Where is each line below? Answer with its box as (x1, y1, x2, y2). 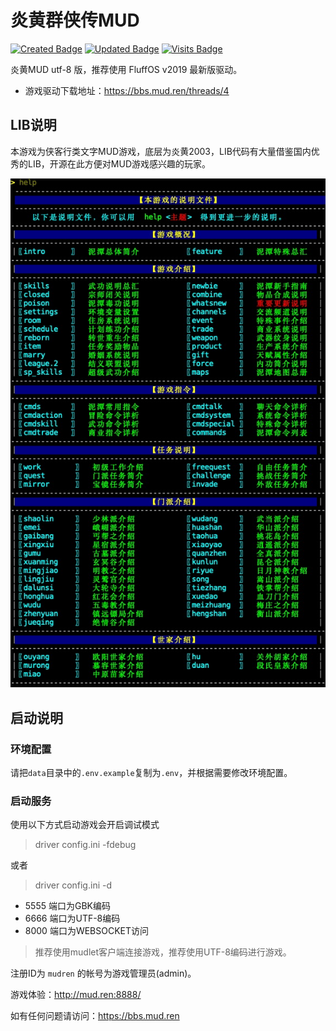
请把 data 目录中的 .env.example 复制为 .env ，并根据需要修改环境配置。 (10, 767, 293, 779)
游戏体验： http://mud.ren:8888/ (10, 989, 142, 1001)
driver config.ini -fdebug (34, 839, 137, 851)
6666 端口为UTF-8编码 (24, 912, 121, 925)
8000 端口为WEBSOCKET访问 (24, 925, 150, 937)
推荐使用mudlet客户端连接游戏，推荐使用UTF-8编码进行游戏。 (34, 946, 292, 958)
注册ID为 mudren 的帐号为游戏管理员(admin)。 (10, 967, 197, 980)
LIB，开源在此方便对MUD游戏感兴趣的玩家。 (27, 157, 212, 170)
